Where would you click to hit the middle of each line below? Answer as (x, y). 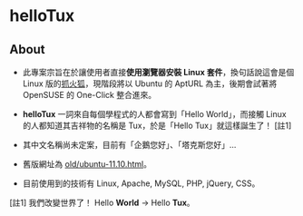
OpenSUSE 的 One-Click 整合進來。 (89, 95)
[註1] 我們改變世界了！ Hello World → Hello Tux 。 (102, 202)
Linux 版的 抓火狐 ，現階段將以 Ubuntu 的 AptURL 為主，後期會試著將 (150, 83)
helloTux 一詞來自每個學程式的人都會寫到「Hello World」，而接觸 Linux (155, 114)
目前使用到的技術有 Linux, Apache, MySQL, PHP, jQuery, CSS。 (141, 183)
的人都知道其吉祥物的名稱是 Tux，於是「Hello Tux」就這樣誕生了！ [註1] (157, 125)
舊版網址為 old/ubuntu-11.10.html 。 (87, 164)
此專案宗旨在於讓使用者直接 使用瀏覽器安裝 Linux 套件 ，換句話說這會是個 (158, 72)
